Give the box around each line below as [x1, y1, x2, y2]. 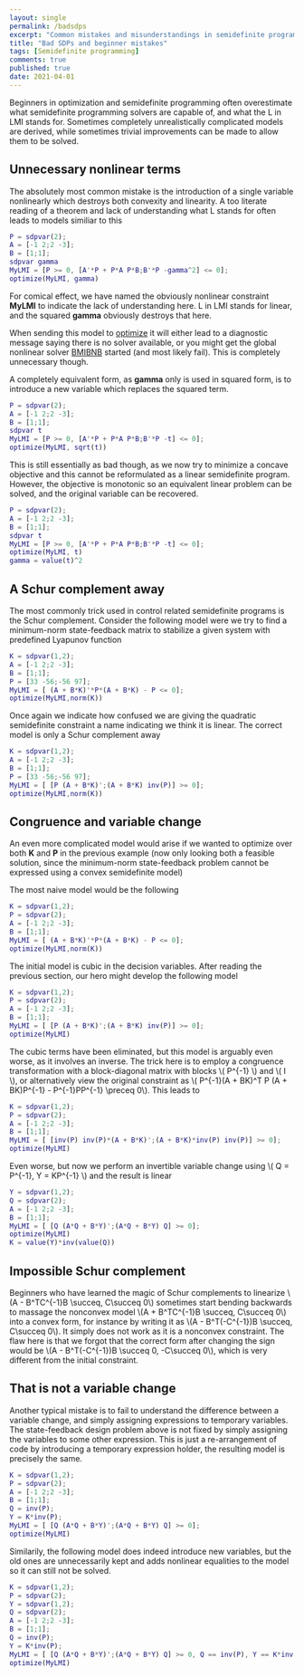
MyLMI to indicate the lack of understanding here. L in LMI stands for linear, [9, 300, 292, 311]
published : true [9, 64, 71, 73]
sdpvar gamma [9, 257, 59, 267]
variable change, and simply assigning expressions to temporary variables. [9, 1414, 289, 1425]
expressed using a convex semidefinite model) [9, 867, 184, 878]
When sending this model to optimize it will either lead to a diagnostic [9, 327, 269, 338]
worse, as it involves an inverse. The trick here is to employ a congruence [9, 1056, 284, 1067]
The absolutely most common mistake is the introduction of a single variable [9, 186, 294, 196]
